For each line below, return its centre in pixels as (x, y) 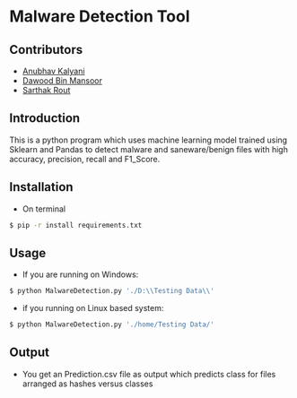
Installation (41, 187)
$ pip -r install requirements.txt (76, 225)
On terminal (44, 209)
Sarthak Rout (46, 90)
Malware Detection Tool (100, 17)
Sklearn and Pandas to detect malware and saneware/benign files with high (149, 149)
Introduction (45, 118)
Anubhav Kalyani (53, 71)
